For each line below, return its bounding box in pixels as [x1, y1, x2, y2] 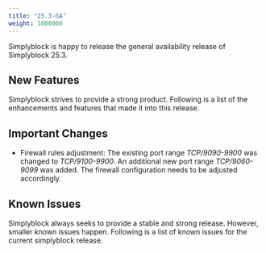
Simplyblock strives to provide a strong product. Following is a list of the [8, 94, 248, 105]
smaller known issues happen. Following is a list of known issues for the [8, 226, 247, 236]
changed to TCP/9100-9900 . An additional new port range [19, 156, 214, 166]
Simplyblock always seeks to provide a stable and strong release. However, [8, 218, 260, 228]
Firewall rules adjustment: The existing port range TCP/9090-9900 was [19, 148, 258, 158]
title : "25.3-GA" [8, 11, 67, 20]
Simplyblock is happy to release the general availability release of [8, 41, 226, 51]
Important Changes [8, 126, 109, 140]
